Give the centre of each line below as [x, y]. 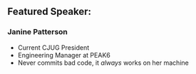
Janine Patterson [37, 32]
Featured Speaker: [49, 12]
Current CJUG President [53, 47]
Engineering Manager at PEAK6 [64, 55]
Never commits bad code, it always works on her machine [103, 63]
